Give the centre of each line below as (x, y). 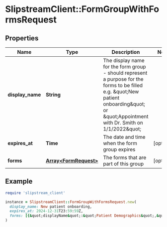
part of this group (124, 164)
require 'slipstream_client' (35, 193)
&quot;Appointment (126, 116)
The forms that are (125, 158)
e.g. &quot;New (121, 92)
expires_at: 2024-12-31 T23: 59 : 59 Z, (46, 211)
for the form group (125, 67)
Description (126, 52)
